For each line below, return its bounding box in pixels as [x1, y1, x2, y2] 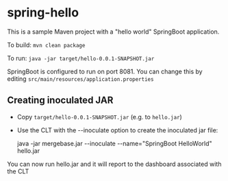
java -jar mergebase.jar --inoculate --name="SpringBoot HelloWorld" [16, 139, 212, 147]
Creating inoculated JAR [7, 95, 114, 106]
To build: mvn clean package [7, 40, 86, 49]
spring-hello [7, 5, 79, 21]
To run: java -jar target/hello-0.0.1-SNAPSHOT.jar [7, 53, 155, 62]
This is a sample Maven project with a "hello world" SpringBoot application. [7, 27, 220, 36]
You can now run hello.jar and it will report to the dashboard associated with [7, 160, 222, 168]
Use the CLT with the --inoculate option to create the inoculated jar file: [16, 125, 218, 134]
